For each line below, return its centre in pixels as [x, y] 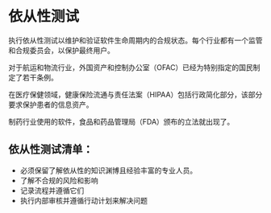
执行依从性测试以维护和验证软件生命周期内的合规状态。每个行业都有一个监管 [135, 40]
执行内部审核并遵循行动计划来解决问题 [83, 200]
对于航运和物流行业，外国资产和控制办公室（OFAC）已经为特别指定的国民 [131, 67]
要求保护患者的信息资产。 [51, 104]
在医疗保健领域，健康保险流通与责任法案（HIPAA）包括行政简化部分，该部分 [135, 94]
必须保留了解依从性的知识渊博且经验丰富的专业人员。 [108, 170]
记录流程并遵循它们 [52, 190]
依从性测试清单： [51, 150]
